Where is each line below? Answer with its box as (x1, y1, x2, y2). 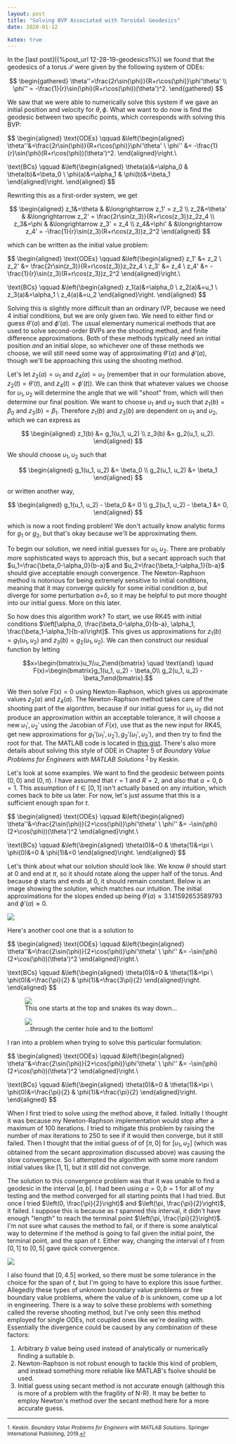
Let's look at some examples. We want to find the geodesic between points (7, 769, 225, 777)
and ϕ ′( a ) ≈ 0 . (7, 900, 48, 908)
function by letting (7, 645, 60, 654)
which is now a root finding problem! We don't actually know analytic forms (7, 522, 225, 530)
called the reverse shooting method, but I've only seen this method (7, 1308, 201, 1316)
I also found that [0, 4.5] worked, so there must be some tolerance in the (7, 1270, 216, 1279)
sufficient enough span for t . (7, 799, 90, 807)
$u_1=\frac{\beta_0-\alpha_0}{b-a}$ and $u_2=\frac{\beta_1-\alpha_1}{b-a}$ (7, 561, 225, 570)
